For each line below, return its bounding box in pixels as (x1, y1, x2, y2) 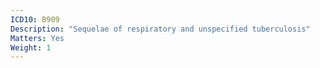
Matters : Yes (10, 33, 65, 43)
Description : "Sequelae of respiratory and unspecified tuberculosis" (10, 24, 311, 34)
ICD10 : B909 (10, 14, 60, 25)
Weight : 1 (10, 42, 52, 53)
